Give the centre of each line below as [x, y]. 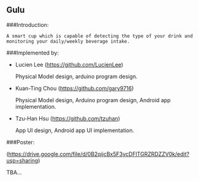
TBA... [14, 172]
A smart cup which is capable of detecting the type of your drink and [99, 36]
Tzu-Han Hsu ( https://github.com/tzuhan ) [68, 118]
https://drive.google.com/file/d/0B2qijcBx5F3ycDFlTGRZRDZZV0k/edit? [99, 154]
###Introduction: [28, 24]
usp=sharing [22, 160]
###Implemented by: [33, 53]
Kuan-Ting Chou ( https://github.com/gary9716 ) [74, 88]
